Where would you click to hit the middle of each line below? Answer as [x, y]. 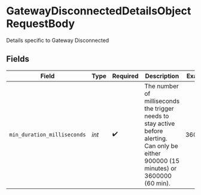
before [154, 131]
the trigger [159, 108]
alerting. [156, 138]
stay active [160, 123]
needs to [157, 116]
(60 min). [157, 183]
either [153, 153]
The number [162, 86]
